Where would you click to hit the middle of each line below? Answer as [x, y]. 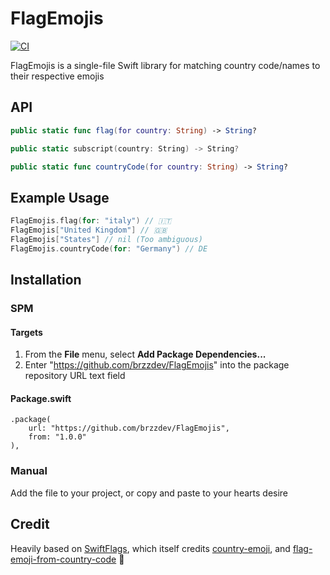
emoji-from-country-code [63, 559]
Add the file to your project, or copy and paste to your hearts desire [149, 493]
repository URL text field [75, 376]
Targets [26, 332]
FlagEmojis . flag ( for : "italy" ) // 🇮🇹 [91, 221]
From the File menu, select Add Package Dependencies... [145, 354]
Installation [46, 280]
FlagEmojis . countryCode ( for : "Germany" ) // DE [109, 248]
